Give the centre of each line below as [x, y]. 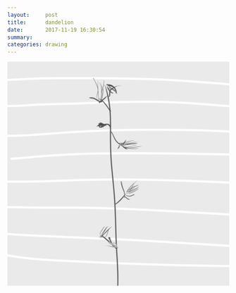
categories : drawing [38, 45]
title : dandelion [41, 22]
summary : [20, 37]
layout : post [33, 15]
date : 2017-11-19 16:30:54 [56, 30]
